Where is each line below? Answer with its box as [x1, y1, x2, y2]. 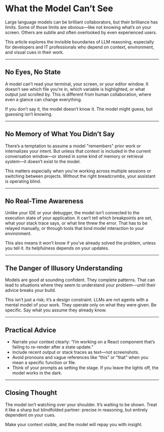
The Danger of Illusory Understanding [5, 264, 123, 272]
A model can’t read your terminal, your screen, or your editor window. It [5, 81, 149, 87]
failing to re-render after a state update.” [12, 344, 94, 350]
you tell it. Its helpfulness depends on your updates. [5, 245, 109, 251]
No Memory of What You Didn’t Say [5, 130, 115, 138]
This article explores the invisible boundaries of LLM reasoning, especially [5, 39, 154, 44]
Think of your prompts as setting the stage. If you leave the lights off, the [12, 365, 159, 370]
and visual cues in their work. [5, 49, 64, 55]
